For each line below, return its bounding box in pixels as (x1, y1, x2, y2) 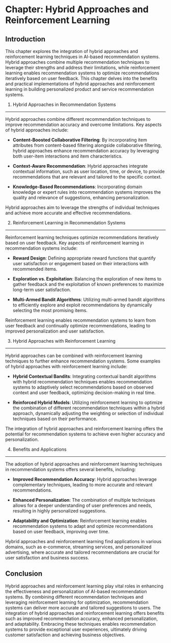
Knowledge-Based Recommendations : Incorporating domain (12, 184, 142, 190)
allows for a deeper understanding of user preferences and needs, (12, 502, 153, 508)
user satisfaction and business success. (5, 555, 90, 560)
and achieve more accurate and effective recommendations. (5, 210, 132, 216)
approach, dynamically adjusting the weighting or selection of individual (12, 410, 164, 416)
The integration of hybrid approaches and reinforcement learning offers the (5, 426, 163, 431)
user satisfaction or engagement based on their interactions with (12, 261, 149, 266)
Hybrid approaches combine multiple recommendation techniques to (5, 59, 150, 65)
